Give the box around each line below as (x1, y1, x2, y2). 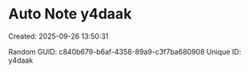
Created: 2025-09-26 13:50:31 (8, 31, 109, 41)
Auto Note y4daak (8, 5, 132, 23)
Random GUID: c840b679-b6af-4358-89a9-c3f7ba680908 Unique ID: (8, 47, 242, 56)
